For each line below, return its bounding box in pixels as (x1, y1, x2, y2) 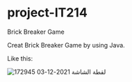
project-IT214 (7, 5, 88, 21)
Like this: (7, 54, 33, 63)
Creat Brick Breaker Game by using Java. (7, 41, 125, 49)
